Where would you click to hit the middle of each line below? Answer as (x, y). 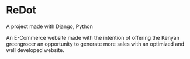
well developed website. (35, 50)
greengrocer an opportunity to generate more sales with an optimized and (95, 44)
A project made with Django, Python (50, 26)
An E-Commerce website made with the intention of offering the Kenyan (93, 37)
